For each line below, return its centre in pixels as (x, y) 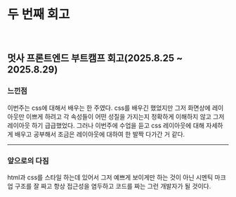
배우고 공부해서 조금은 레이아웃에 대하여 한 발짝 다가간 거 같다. (100, 134)
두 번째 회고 (39, 14)
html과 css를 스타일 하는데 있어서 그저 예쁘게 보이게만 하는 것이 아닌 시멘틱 (110, 177)
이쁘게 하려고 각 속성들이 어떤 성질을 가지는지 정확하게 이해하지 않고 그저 (125, 116)
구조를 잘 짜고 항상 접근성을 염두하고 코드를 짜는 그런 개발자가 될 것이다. (113, 186)
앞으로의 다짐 (28, 160)
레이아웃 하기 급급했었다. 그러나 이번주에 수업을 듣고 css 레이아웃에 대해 (106, 125)
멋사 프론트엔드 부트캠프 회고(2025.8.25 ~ (95, 58)
